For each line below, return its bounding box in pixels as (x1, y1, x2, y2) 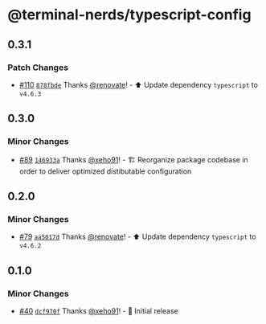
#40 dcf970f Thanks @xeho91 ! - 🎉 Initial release (18, 306, 178, 315)
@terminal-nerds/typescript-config (7, 6, 252, 24)
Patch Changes (7, 62, 69, 73)
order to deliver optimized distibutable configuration (18, 166, 192, 176)
